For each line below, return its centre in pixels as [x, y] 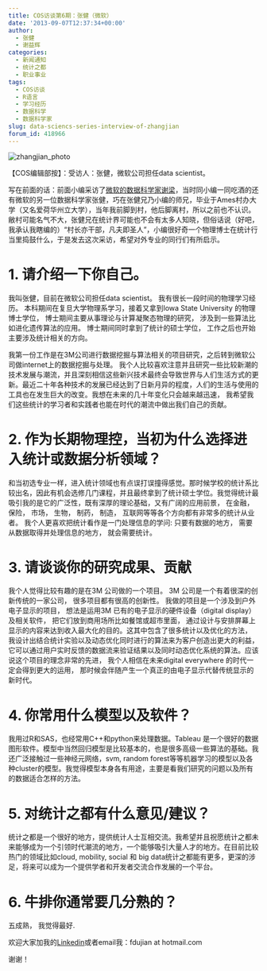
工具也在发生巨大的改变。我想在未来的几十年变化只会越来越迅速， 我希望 [128, 394]
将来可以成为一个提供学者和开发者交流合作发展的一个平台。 [119, 867]
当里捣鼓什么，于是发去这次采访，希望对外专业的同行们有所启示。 [116, 239]
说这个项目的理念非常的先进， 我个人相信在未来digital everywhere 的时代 [128, 660]
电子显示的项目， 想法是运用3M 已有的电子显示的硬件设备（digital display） [132, 611]
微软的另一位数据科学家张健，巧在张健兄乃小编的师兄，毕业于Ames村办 [132, 199]
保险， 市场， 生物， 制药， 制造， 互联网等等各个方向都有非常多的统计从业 [132, 513]
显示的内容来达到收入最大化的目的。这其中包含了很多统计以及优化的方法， [130, 631]
